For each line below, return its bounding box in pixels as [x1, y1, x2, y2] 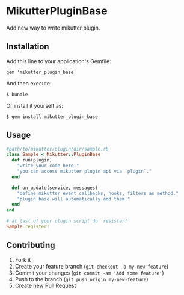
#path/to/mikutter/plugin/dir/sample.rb [6, 146, 109, 152]
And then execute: [6, 79, 52, 87]
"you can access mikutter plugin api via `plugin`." [17, 169, 152, 175]
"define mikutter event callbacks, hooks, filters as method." [17, 190, 179, 196]
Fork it [14, 256, 31, 263]
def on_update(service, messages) [11, 185, 98, 191]
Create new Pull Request [14, 282, 76, 289]
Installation [6, 42, 49, 52]
